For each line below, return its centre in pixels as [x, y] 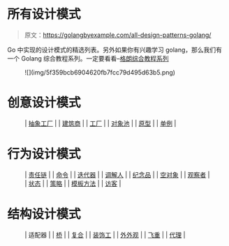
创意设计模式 [44, 103]
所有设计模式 [44, 14]
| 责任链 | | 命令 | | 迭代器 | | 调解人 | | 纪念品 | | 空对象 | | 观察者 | [117, 174]
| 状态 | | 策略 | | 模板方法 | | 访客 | [73, 183]
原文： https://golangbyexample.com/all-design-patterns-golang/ [118, 35]
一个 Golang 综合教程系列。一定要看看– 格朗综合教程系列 [88, 58]
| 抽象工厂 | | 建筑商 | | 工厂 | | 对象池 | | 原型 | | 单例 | [101, 123]
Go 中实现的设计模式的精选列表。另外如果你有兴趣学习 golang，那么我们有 [114, 49]
